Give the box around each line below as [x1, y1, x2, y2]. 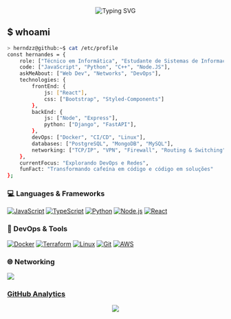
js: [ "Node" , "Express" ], [43, 115, 118, 122]
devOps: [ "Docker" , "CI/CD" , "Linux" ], [32, 134, 146, 141]
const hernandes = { [7, 51, 67, 58]
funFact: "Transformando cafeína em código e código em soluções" [19, 166, 214, 173]
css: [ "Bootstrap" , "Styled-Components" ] [43, 95, 165, 102]
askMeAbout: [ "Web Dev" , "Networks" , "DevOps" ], [19, 70, 162, 78]
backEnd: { [32, 108, 63, 115]
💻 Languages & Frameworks [7, 189, 105, 198]
